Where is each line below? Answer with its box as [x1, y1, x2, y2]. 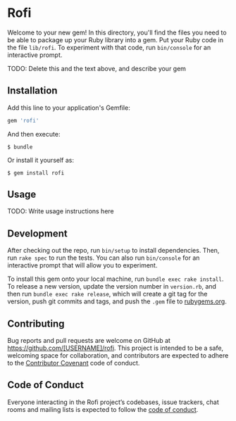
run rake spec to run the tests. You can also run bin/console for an [7, 253, 200, 262]
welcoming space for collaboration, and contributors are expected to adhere [7, 351, 229, 360]
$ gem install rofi [7, 169, 65, 177]
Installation [7, 84, 58, 96]
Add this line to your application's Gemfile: [7, 103, 130, 112]
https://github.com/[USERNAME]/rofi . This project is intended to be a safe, [7, 344, 224, 353]
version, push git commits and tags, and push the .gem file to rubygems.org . [7, 297, 228, 306]
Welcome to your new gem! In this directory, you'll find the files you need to [7, 28, 227, 37]
